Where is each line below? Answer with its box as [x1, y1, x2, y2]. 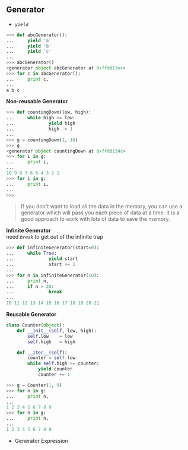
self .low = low [27, 333, 73, 339]
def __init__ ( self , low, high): [17, 328, 97, 334]
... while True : [6, 251, 58, 256]
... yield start [6, 256, 78, 262]
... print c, [6, 76, 49, 82]
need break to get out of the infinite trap [6, 233, 104, 240]
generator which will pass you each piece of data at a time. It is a [20, 209, 180, 216]
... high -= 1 [6, 126, 73, 132]
